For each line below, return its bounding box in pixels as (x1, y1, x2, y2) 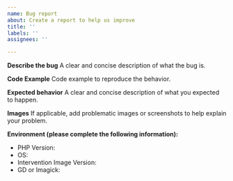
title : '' (7, 23, 36, 30)
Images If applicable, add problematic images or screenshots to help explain (7, 109, 227, 118)
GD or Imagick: (17, 166, 61, 174)
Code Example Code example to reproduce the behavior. (7, 74, 171, 84)
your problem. (7, 116, 47, 125)
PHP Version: (17, 143, 56, 152)
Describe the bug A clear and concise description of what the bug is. (7, 61, 206, 70)
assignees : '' (7, 36, 49, 43)
